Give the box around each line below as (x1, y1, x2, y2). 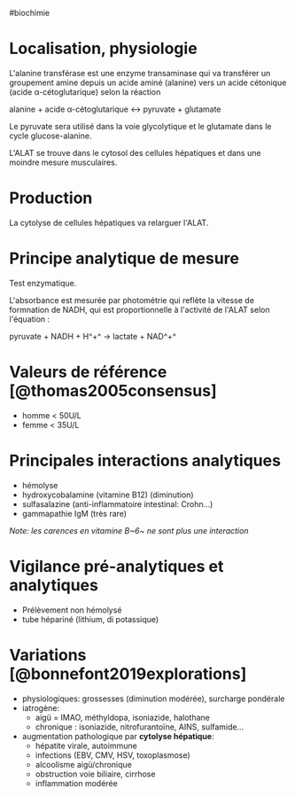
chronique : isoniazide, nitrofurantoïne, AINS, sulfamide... (35, 722, 245, 732)
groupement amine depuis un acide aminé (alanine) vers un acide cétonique (9, 77, 287, 88)
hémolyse (21, 480, 58, 490)
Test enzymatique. (9, 277, 77, 288)
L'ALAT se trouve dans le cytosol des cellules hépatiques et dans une (9, 147, 261, 158)
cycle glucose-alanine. (9, 130, 92, 141)
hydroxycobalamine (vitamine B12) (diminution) (21, 489, 194, 500)
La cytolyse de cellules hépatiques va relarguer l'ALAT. (9, 217, 209, 228)
